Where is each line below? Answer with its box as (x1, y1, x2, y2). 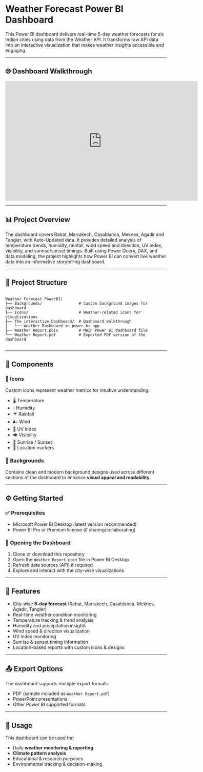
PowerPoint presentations (12, 696, 68, 702)
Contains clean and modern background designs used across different (5, 469, 155, 475)
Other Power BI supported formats (12, 701, 86, 708)
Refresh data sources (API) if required (12, 562, 93, 568)
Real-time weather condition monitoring (12, 611, 97, 618)
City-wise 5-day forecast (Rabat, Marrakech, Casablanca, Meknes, (12, 601, 155, 607)
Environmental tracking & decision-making (12, 761, 103, 767)
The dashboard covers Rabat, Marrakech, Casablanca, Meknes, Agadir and (5, 231, 165, 237)
